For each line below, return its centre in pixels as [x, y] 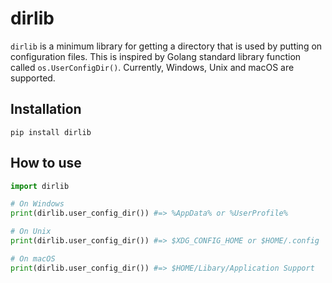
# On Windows [37, 204]
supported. [33, 78]
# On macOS [33, 258]
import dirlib [40, 186]
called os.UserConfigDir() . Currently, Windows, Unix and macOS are [152, 67]
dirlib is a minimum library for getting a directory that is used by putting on [166, 46]
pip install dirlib [51, 132]
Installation [46, 109]
